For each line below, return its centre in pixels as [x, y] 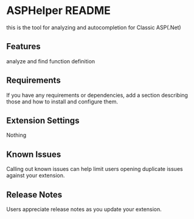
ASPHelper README [59, 11]
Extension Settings [43, 120]
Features [23, 47]
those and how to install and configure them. [62, 102]
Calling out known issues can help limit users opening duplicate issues [95, 169]
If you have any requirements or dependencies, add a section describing [97, 95]
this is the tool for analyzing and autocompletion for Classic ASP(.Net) [94, 27]
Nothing [16, 135]
